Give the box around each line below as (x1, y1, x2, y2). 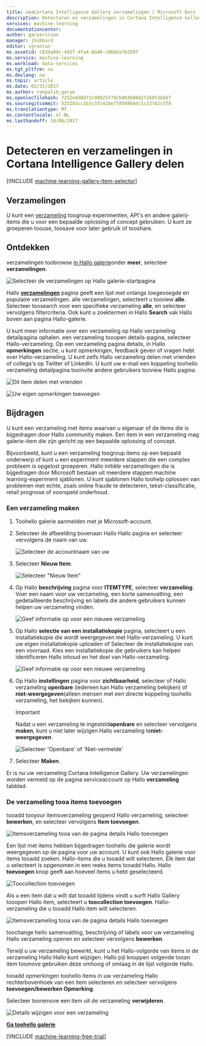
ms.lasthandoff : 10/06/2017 (6, 117, 78, 124)
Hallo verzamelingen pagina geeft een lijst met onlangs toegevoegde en (6, 289, 189, 296)
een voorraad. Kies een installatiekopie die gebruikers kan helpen (15, 647, 181, 654)
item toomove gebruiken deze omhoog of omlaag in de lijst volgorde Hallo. (6, 960, 194, 968)
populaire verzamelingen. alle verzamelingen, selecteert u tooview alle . (6, 296, 186, 303)
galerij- (171, 211, 190, 219)
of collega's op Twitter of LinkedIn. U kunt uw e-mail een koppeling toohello (6, 360, 198, 367)
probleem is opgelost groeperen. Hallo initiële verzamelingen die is (6, 462, 175, 470)
